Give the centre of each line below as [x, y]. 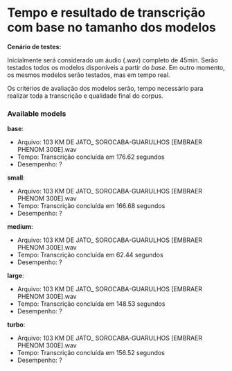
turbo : [16, 325]
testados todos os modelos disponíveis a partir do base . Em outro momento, [116, 67]
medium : [20, 227]
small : [16, 178]
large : [16, 276]
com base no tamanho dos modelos [111, 27]
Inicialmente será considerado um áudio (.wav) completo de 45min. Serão [113, 60]
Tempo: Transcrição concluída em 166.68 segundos [91, 206]
